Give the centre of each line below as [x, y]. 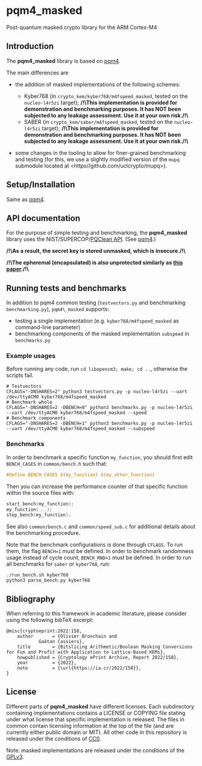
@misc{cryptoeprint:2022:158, [44, 631]
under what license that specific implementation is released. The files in [96, 719]
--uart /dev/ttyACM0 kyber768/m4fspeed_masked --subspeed [80, 429]
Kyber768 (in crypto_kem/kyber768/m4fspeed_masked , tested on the [106, 96]
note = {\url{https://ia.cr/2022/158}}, [79, 668]
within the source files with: [40, 493]
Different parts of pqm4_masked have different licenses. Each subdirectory [100, 706]
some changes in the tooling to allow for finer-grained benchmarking [100, 152]
